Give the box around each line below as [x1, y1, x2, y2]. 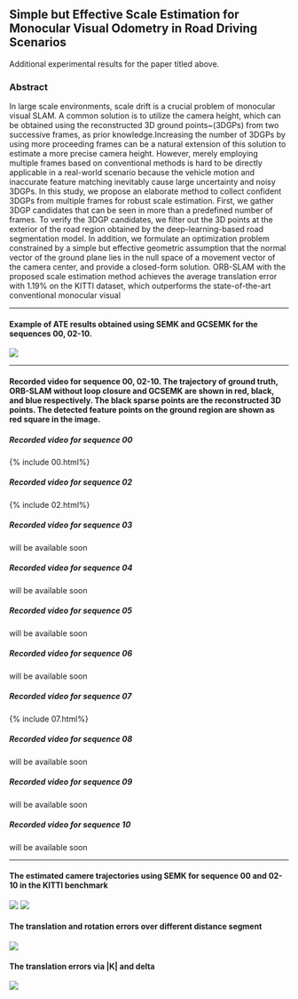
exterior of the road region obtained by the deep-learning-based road [9, 224, 264, 235]
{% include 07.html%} [9, 713, 89, 724]
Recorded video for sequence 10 [9, 819, 131, 830]
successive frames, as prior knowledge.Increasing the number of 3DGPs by [9, 129, 286, 141]
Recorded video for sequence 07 [9, 691, 132, 702]
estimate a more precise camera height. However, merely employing [9, 149, 259, 159]
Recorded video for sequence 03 [9, 520, 133, 530]
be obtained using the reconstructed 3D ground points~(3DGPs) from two [9, 120, 279, 131]
